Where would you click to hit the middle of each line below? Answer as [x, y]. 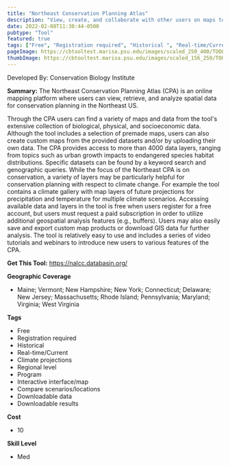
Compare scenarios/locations [59, 389]
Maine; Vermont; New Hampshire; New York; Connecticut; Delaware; [114, 289]
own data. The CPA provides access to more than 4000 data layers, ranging [114, 147]
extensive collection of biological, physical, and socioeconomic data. [104, 126]
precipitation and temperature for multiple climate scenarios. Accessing [108, 199]
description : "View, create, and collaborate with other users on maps [111, 20]
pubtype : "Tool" [30, 33]
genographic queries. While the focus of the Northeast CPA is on [99, 169]
